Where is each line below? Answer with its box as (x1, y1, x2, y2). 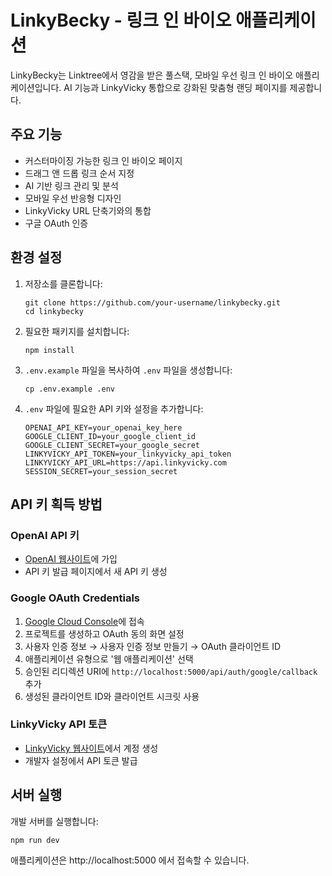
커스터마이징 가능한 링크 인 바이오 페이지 (24, 154, 183, 166)
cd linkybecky (24, 306, 84, 316)
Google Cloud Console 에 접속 (24, 615, 145, 627)
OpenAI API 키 (10, 528, 80, 542)
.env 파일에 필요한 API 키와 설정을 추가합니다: (24, 402, 204, 415)
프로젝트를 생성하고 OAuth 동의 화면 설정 (24, 627, 185, 640)
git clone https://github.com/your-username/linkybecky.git (24, 297, 281, 308)
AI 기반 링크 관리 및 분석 (24, 179, 119, 191)
